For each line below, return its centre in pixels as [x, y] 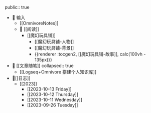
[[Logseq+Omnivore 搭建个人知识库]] [58, 72]
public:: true [17, 7]
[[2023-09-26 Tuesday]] [52, 105]
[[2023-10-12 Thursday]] [53, 94]
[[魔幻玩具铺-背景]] [54, 48]
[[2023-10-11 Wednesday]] [54, 100]
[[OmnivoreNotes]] [39, 23]
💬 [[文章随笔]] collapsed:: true [43, 65]
